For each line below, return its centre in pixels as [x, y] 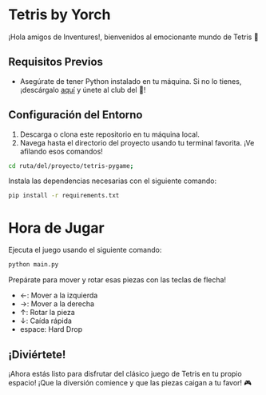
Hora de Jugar [57, 227]
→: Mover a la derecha [57, 304]
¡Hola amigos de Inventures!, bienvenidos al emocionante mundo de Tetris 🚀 [133, 37]
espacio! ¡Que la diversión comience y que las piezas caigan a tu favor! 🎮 [130, 382]
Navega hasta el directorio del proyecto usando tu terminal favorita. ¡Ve [137, 142]
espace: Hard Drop [51, 329]
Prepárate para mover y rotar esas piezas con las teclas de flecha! [117, 280]
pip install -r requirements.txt [64, 196]
